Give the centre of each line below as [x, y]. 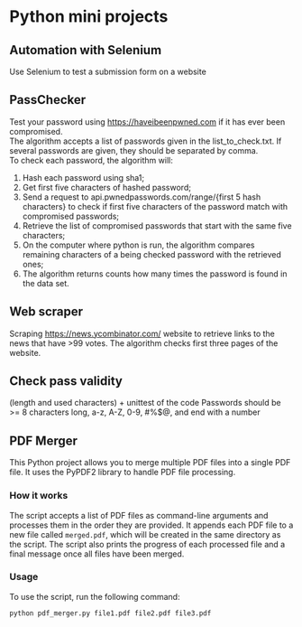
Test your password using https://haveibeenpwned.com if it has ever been [147, 122]
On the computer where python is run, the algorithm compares [138, 245]
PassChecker [48, 100]
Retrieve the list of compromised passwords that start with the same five [157, 225]
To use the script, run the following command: [95, 596]
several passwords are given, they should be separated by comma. [134, 150]
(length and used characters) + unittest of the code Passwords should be [145, 403]
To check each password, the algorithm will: [91, 160]
